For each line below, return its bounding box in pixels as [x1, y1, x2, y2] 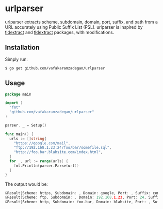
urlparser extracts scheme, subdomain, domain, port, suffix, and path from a [5, 19, 158, 25]
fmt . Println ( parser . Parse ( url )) [14, 163, 79, 168]
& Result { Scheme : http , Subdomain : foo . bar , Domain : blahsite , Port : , [5, 200, 151, 205]
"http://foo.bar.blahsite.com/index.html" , [14, 150, 103, 155]
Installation [5, 43, 40, 52]
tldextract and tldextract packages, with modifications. [5, 29, 114, 35]
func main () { [5, 132, 34, 137]
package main [5, 92, 32, 97]
